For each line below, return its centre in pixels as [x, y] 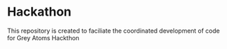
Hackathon [39, 12]
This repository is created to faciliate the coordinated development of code [113, 31]
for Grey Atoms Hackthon [43, 37]
